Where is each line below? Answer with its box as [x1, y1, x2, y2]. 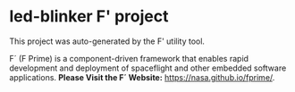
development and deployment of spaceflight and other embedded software [9, 63, 287, 73]
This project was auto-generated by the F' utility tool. [9, 36, 206, 46]
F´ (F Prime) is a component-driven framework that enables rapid [9, 53, 249, 63]
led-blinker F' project [9, 6, 169, 27]
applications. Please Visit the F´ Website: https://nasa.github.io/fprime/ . [9, 71, 275, 82]
